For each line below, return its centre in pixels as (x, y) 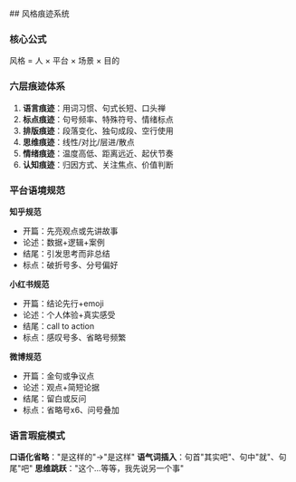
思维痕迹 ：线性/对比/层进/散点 (78, 141)
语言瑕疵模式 (38, 435)
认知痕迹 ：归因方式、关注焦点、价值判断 (98, 164)
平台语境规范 (38, 190)
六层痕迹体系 (38, 86)
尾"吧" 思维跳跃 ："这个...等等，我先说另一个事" (97, 468)
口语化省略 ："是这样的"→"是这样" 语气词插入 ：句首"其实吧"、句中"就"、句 (148, 457)
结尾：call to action (58, 326)
